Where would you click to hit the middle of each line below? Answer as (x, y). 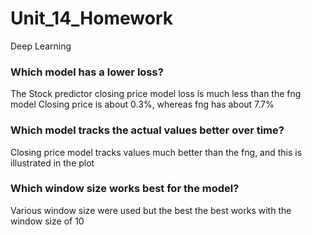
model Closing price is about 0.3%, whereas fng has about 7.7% (142, 104)
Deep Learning (41, 46)
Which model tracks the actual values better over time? (147, 130)
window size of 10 (47, 221)
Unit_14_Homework (91, 18)
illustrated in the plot (52, 163)
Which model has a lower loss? (87, 72)
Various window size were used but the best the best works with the (151, 210)
